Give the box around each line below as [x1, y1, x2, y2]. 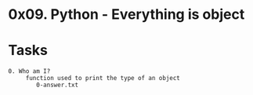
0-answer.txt [36, 81, 79, 90]
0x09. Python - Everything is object [8, 5, 245, 24]
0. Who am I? [8, 68, 51, 75]
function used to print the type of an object [25, 75, 180, 82]
